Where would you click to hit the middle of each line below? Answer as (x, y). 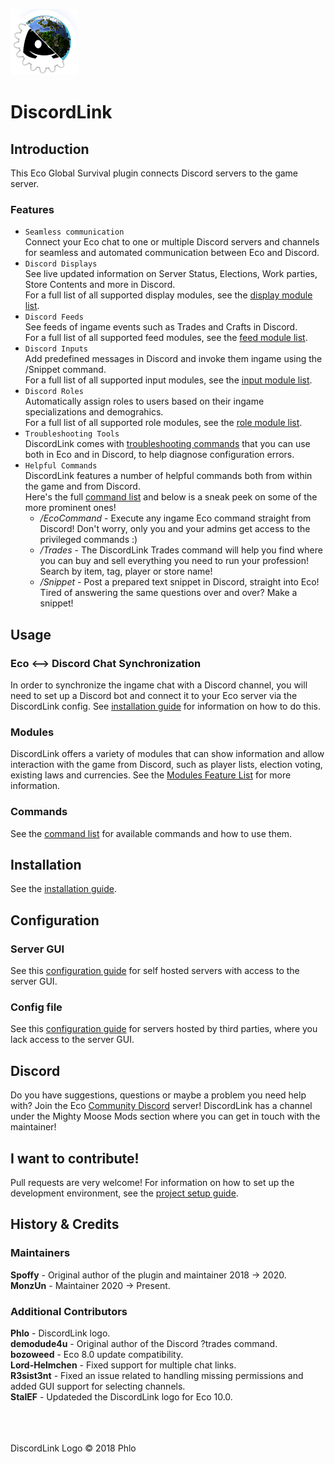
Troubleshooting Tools (72, 434)
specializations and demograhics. (94, 412)
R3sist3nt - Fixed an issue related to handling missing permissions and (157, 1375)
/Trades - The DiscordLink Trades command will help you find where (181, 550)
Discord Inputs (56, 349)
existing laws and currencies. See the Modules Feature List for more (151, 775)
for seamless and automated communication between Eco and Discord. (172, 253)
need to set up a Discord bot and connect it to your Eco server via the (154, 695)
